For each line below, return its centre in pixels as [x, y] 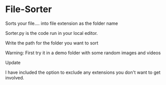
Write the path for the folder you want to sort [52, 43]
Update [13, 62]
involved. [15, 77]
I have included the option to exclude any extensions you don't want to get [83, 72]
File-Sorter [29, 9]
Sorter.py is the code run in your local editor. [52, 33]
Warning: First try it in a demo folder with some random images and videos [83, 53]
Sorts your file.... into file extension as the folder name [62, 23]
